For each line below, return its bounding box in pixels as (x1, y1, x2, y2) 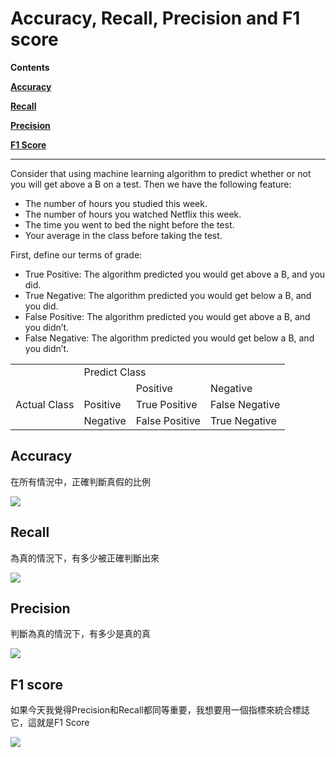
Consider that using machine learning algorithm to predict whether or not (10, 167, 312, 179)
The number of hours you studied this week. (24, 197, 208, 209)
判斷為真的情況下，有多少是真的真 (10, 628, 151, 640)
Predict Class (83, 365, 147, 379)
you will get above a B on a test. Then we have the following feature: (10, 178, 292, 190)
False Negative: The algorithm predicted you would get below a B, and (24, 332, 315, 344)
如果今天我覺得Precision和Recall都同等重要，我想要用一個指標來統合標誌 (10, 704, 310, 716)
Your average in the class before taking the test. (24, 229, 223, 241)
